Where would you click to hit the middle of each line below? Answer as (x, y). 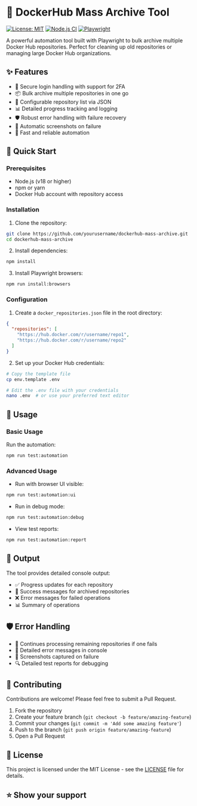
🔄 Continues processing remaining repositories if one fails (86, 644)
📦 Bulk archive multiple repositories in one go (72, 93)
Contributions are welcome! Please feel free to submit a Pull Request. (91, 699)
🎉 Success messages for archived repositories (72, 591)
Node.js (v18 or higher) (43, 182)
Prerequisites (26, 168)
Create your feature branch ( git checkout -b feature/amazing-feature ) (103, 717)
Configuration (27, 300)
